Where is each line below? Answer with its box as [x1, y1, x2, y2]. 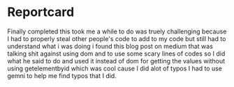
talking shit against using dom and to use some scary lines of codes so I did [7, 49, 226, 58]
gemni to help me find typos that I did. [7, 71, 117, 80]
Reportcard [7, 4, 75, 20]
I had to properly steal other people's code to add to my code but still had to [7, 34, 226, 42]
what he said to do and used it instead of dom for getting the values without [7, 56, 226, 65]
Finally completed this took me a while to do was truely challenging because [7, 27, 227, 35]
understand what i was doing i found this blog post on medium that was [7, 42, 213, 50]
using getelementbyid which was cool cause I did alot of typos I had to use [7, 64, 222, 72]
